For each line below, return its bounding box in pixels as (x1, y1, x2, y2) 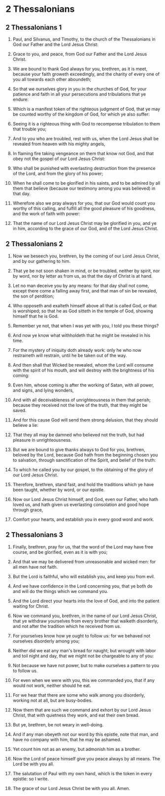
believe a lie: (12, 422, 38, 428)
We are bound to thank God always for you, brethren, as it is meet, (12, 66, 148, 72)
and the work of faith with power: (12, 211, 80, 216)
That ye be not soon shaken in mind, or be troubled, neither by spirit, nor (12, 268, 160, 274)
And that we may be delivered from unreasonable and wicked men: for (12, 558, 156, 564)
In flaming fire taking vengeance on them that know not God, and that (12, 151, 154, 156)
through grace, (12, 506, 43, 512)
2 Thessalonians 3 (5, 531, 64, 539)
